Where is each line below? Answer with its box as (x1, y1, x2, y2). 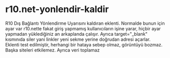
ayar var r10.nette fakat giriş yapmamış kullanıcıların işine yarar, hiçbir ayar (5, 25, 161, 31)
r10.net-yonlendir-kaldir (5, 4, 109, 15)
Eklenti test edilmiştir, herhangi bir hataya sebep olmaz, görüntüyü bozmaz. (5, 41, 163, 47)
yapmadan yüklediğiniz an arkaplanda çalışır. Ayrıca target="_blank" (5, 31, 148, 37)
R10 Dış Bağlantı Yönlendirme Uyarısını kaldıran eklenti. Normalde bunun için (5, 20, 165, 26)
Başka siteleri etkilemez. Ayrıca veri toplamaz (5, 47, 100, 53)
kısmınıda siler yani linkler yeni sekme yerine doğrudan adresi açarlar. (5, 36, 151, 42)
